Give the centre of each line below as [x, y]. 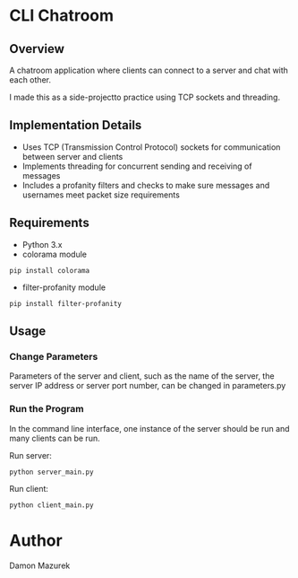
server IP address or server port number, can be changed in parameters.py [148, 386]
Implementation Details [76, 125]
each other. [30, 80]
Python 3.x [42, 244]
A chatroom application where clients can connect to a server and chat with [149, 70]
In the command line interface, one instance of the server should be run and [149, 428]
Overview [37, 49]
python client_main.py [51, 505]
